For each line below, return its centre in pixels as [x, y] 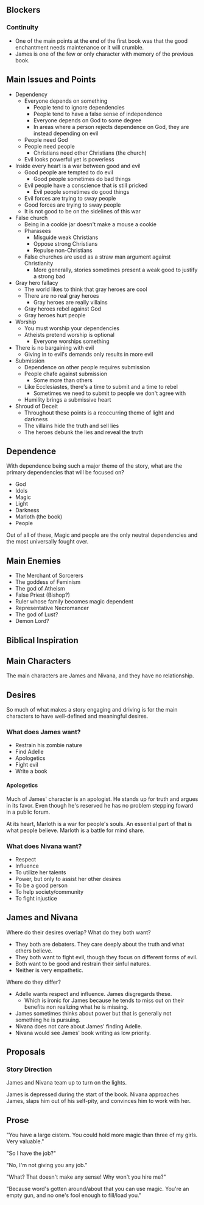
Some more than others [63, 380]
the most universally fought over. [47, 542]
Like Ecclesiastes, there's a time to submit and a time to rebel [101, 386]
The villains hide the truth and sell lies [72, 426]
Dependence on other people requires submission [87, 367]
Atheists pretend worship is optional [69, 334]
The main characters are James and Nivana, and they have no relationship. [100, 676]
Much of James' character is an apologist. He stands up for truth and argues [102, 799]
